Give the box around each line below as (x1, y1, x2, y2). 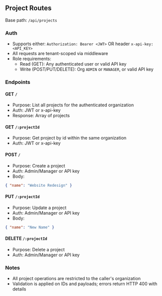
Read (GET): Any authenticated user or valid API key (19, 61, 127, 67)
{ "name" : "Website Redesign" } (5, 183, 72, 188)
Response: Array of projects (12, 113, 70, 119)
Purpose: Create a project (12, 162, 66, 168)
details (12, 286, 26, 292)
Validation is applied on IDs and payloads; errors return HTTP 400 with (12, 281, 158, 287)
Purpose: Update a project (12, 205, 67, 211)
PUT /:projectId (5, 194, 40, 200)
